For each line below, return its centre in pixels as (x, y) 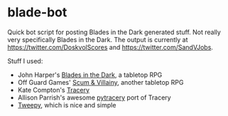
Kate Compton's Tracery (54, 90)
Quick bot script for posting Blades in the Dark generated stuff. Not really (114, 32)
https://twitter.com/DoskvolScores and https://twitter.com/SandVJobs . (110, 47)
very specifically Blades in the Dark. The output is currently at (98, 39)
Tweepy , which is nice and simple (67, 105)
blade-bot (37, 12)
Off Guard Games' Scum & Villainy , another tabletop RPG (101, 82)
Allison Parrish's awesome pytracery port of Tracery (94, 97)
